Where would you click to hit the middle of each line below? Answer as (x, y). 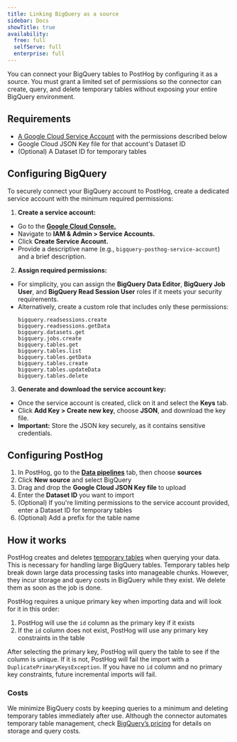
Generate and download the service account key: (92, 389)
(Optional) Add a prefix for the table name (79, 518)
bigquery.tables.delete (53, 376)
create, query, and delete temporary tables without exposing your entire (112, 89)
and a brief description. (52, 256)
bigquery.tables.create (53, 363)
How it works (37, 540)
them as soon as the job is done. (55, 587)
